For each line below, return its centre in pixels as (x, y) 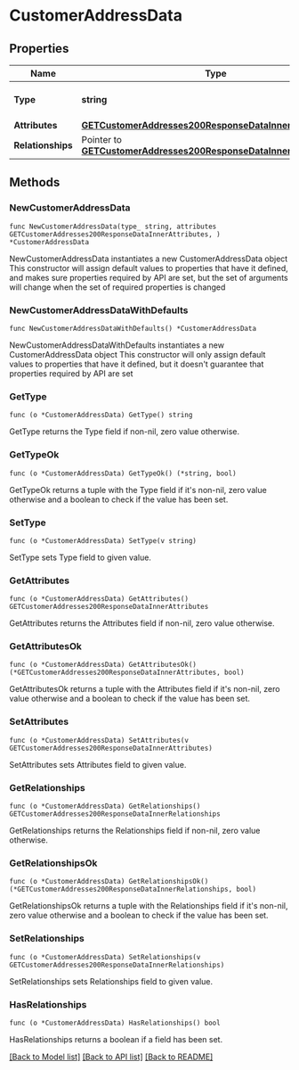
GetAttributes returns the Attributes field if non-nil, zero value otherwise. (142, 623)
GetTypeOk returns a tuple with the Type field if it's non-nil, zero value (138, 490)
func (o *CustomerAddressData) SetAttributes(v (99, 740)
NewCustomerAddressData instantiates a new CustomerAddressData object (149, 259)
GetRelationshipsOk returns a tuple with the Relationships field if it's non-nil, (149, 906)
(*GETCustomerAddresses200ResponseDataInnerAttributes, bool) (127, 673)
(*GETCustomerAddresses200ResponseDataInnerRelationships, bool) (133, 889)
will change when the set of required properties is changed (117, 287)
